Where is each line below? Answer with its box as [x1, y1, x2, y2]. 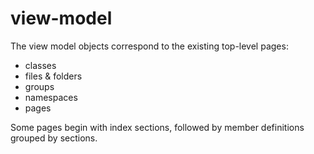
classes [24, 59, 57, 71]
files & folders [24, 70, 83, 82]
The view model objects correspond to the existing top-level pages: [10, 40, 289, 52]
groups [24, 80, 55, 92]
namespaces [24, 91, 78, 103]
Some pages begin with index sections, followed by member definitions [10, 121, 305, 133]
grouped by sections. [10, 132, 98, 144]
